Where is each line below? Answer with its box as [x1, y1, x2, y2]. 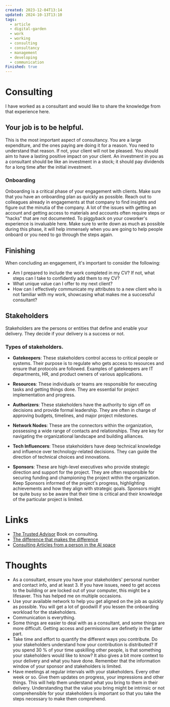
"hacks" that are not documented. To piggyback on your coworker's [5, 215, 148, 222]
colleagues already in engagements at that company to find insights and [5, 199, 156, 205]
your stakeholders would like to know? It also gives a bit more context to [12, 652, 164, 658]
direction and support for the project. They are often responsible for [12, 469, 155, 476]
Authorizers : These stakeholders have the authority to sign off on [12, 402, 151, 408]
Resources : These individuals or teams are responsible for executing [12, 381, 157, 387]
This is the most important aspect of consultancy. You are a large [5, 137, 142, 143]
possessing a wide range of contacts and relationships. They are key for [12, 428, 164, 434]
